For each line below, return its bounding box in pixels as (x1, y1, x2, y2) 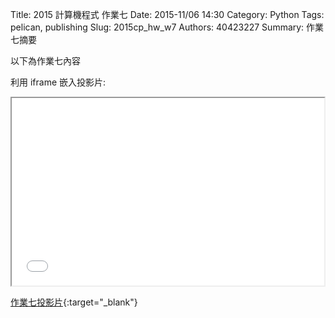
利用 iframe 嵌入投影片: (10, 76, 107, 88)
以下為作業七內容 (10, 55, 81, 67)
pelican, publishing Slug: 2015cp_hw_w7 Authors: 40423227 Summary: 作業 (10, 21, 325, 33)
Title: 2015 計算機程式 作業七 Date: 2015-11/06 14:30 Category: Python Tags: (10, 9, 325, 20)
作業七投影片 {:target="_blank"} (10, 296, 138, 308)
